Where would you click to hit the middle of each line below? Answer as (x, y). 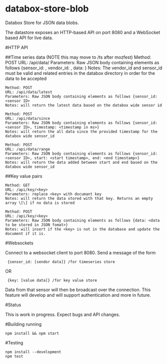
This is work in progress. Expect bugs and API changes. (63, 314)
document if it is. (25, 233)
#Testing (14, 342)
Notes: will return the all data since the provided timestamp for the (81, 132)
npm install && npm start (32, 333)
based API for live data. (29, 38)
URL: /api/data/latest (29, 92)
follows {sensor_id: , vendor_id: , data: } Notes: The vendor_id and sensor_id (84, 68)
